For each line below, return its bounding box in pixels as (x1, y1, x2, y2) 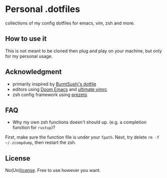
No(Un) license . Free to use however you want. (5, 167, 101, 173)
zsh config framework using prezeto (12, 91, 87, 97)
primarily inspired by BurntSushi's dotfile (12, 81, 96, 87)
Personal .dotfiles (5, 3, 80, 15)
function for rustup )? (12, 124, 55, 130)
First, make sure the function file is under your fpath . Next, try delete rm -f (5, 134, 159, 140)
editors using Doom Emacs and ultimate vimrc (12, 86, 107, 92)
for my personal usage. (5, 53, 53, 59)
